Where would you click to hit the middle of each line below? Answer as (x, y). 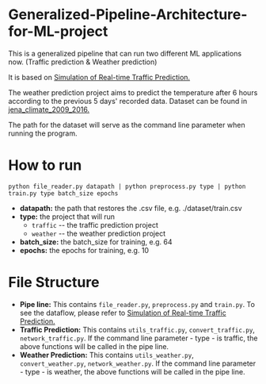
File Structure (54, 282)
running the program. (43, 133)
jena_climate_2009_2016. (49, 109)
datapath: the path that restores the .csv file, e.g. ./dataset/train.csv (131, 208)
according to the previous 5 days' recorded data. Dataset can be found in (128, 101)
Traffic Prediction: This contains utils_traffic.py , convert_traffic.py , (137, 329)
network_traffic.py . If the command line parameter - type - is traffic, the (139, 338)
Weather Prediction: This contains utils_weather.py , (106, 355)
